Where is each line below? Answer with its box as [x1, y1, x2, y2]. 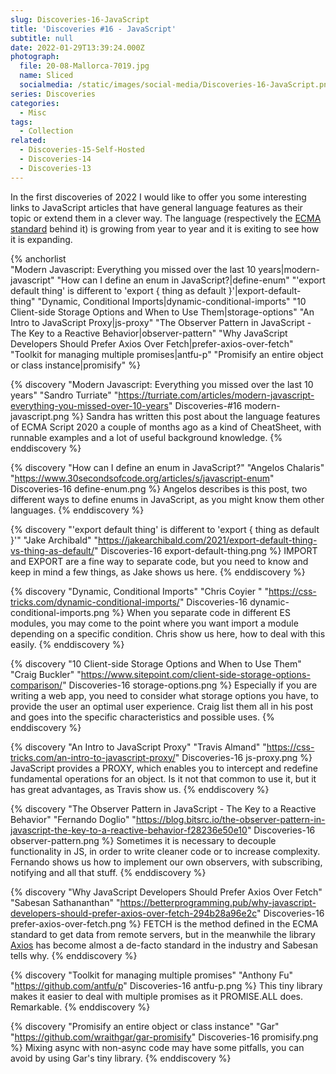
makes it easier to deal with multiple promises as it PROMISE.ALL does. [10, 990, 303, 1002]
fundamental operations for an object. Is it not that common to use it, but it [10, 772, 317, 785]
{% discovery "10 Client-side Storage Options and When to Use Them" [10, 657, 302, 670]
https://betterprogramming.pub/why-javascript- [119, 896, 317, 908]
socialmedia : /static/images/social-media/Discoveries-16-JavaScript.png [19, 80, 333, 90]
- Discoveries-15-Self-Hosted [19, 145, 145, 155]
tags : [10, 117, 33, 127]
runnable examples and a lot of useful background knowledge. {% [10, 431, 283, 443]
